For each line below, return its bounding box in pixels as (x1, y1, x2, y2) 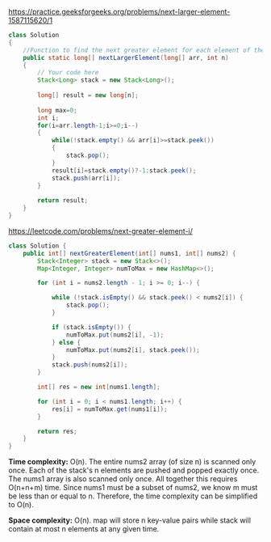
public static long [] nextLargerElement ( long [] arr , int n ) (23, 53, 229, 61)
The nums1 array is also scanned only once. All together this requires (8, 474, 238, 484)
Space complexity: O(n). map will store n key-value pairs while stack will (8, 515, 252, 525)
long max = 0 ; (37, 106, 78, 114)
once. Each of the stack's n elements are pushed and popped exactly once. (8, 465, 260, 476)
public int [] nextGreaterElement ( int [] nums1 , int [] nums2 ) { (23, 249, 236, 257)
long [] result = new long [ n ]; (37, 91, 139, 100)
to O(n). (8, 500, 34, 510)
